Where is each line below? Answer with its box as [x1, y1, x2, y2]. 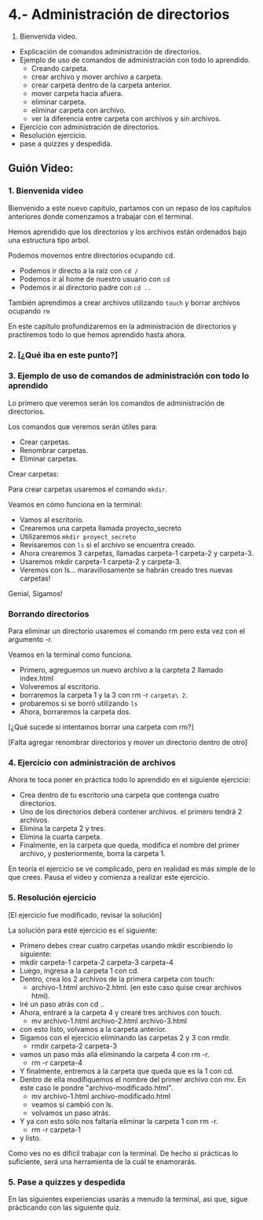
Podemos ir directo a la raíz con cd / [19, 265, 139, 275]
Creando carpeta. [31, 63, 89, 72]
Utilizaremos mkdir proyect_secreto [19, 532, 137, 541]
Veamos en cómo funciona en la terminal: [8, 499, 143, 509]
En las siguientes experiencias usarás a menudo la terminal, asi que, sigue [8, 1195, 249, 1204]
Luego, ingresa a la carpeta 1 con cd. [19, 966, 140, 975]
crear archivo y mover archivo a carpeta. [31, 72, 163, 81]
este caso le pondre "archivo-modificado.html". [19, 1083, 174, 1092]
